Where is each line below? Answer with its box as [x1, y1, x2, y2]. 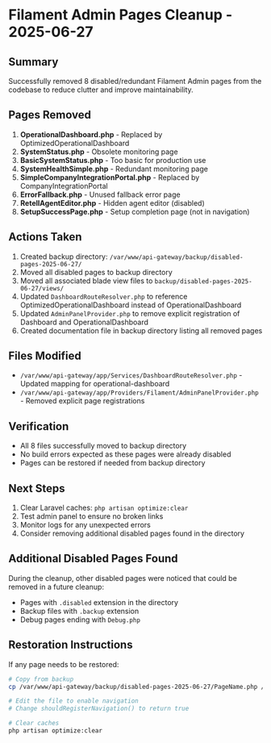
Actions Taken [8, 230, 82, 244]
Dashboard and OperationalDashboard [19, 317, 149, 327]
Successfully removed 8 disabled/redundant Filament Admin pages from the [8, 77, 262, 86]
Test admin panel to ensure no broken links [19, 511, 164, 521]
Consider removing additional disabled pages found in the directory [19, 528, 244, 538]
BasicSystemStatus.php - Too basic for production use [19, 155, 206, 165]
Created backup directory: [19, 252, 108, 261]
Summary [8, 55, 59, 69]
